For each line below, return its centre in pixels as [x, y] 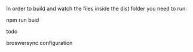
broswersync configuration [39, 43]
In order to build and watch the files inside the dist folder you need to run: [96, 9]
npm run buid [23, 20]
